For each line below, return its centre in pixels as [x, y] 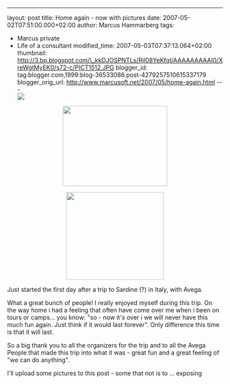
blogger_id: [131, 67]
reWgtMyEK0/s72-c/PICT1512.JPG [65, 67]
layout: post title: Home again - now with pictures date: [85, 18]
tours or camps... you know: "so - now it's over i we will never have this [107, 317]
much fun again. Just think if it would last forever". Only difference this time [113, 325]
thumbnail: [32, 53]
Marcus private [38, 38]
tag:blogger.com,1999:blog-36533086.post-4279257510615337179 [112, 75]
